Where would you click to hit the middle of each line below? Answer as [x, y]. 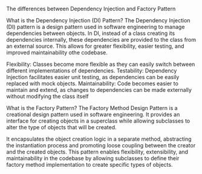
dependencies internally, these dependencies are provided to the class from [101, 40]
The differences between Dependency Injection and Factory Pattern [91, 9]
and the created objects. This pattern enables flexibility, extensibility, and [97, 152]
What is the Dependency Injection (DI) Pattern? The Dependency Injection [98, 20]
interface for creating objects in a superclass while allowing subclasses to [98, 121]
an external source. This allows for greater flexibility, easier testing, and [95, 46]
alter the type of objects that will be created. [61, 127]
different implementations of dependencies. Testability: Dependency [92, 71]
